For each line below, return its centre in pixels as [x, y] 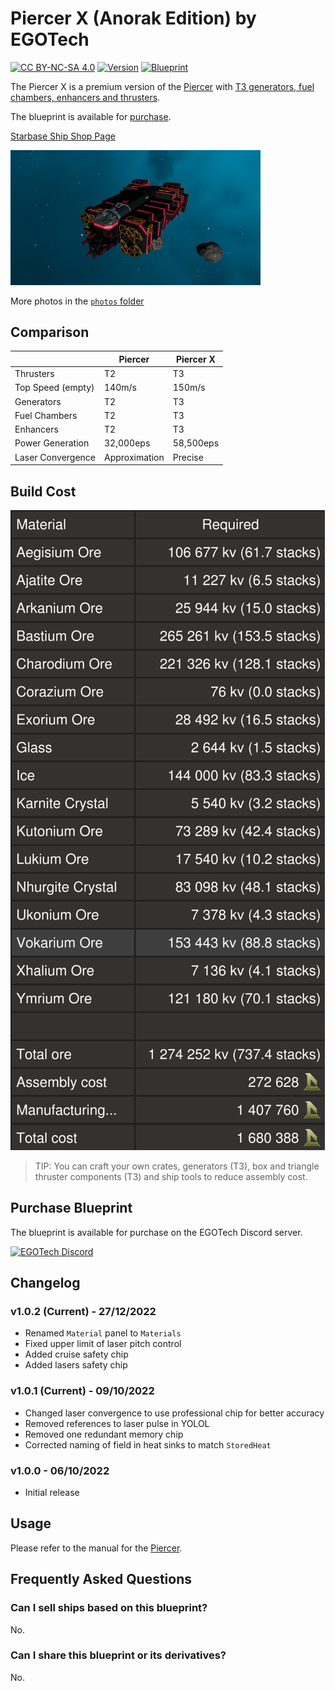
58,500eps [196, 443]
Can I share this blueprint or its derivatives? [118, 1655]
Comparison [50, 332]
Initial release [52, 1493]
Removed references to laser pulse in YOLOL [117, 1423]
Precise [188, 457]
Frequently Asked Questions [101, 1579]
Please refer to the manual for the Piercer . [96, 1548]
